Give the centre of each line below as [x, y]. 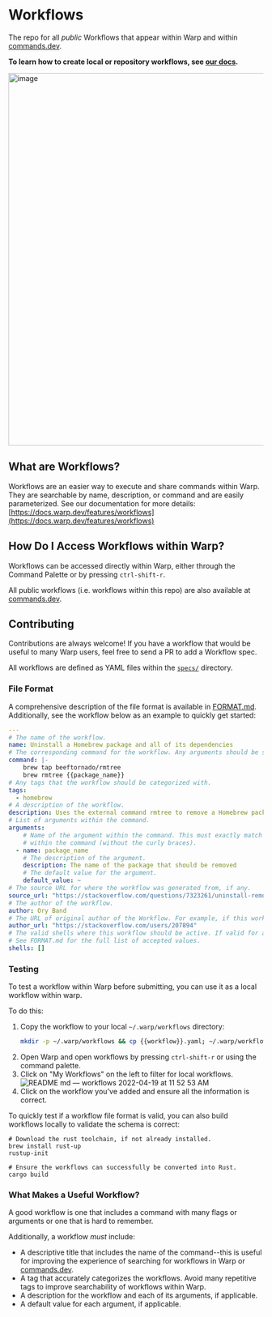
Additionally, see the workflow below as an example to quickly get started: [132, 715]
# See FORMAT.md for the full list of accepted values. [104, 941]
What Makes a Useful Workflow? [74, 1195]
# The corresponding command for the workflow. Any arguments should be [134, 752]
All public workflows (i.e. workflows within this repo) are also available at [130, 590]
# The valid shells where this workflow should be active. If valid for [134, 933]
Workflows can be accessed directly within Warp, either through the [122, 565]
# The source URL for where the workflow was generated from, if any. [130, 889]
